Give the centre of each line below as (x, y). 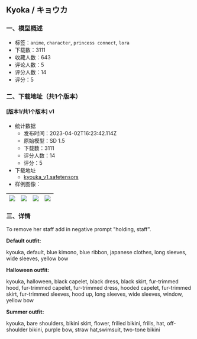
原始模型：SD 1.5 (44, 140)
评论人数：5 (29, 65)
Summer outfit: (25, 312)
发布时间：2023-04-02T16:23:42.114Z (70, 133)
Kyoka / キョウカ (37, 10)
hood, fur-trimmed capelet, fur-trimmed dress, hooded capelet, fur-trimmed (98, 288)
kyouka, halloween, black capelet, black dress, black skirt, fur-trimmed (92, 282)
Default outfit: (24, 241)
